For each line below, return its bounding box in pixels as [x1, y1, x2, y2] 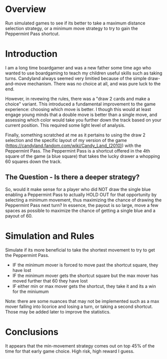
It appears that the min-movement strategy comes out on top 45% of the [5, 342, 155, 348]
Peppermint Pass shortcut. [5, 30, 60, 36]
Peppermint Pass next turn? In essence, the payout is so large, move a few [5, 202, 159, 208]
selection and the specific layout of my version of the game [5, 137, 127, 143]
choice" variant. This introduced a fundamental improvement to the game [5, 101, 156, 107]
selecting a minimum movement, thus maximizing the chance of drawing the [5, 196, 162, 203]
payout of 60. [5, 212, 33, 218]
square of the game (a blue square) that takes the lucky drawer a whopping [5, 153, 161, 159]
